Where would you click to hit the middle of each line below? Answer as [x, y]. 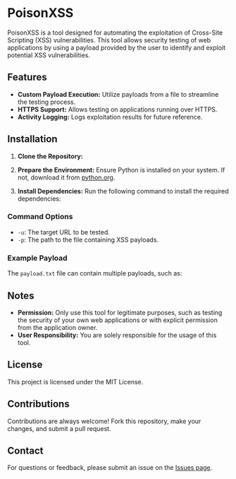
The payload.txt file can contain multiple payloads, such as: [95, 273]
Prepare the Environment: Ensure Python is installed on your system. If [121, 170]
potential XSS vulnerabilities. [49, 55]
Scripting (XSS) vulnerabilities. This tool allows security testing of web [109, 40]
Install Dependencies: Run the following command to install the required [123, 191]
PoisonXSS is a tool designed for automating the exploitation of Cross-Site [115, 32]
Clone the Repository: [50, 156]
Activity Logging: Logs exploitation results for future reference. [110, 117]
